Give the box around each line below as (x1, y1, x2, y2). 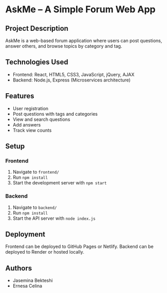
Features (5, 92, 34, 100)
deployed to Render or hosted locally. (5, 249, 85, 255)
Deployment (5, 230, 46, 239)
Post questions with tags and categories (12, 111, 98, 117)
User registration (12, 105, 49, 111)
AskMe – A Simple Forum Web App (5, 4, 156, 15)
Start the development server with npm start (12, 180, 107, 186)
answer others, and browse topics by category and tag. (5, 43, 122, 49)
